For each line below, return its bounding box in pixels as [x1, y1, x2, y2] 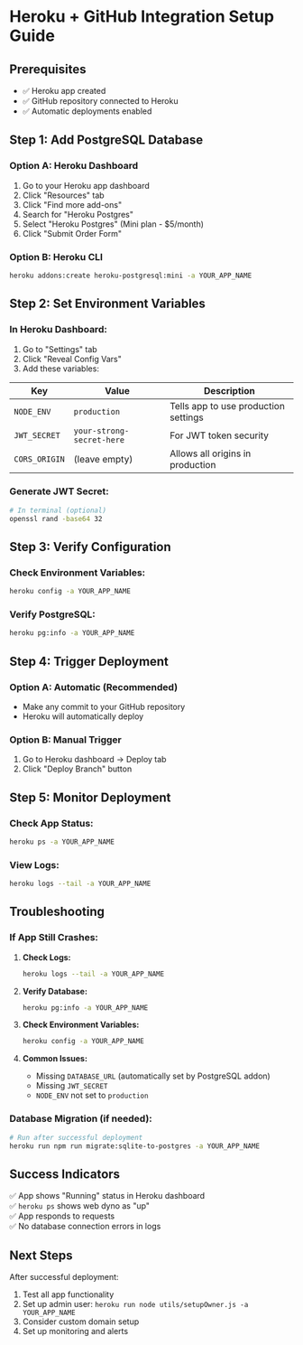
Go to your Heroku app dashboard [22, 180, 151, 191]
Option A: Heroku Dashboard [9, 160, 139, 173]
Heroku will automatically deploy [22, 711, 144, 722]
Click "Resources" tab [22, 190, 106, 201]
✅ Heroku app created [22, 86, 106, 96]
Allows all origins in [170, 447, 252, 460]
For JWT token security [170, 429, 269, 442]
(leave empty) [73, 453, 133, 465]
